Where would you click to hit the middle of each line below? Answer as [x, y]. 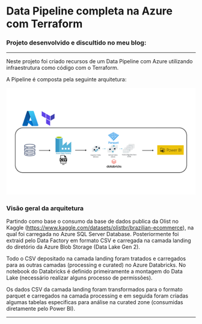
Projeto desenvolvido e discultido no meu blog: [76, 43]
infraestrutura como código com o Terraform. [63, 68]
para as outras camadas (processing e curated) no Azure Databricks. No [96, 265]
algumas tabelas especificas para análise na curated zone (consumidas [95, 302]
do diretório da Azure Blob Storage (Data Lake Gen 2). [73, 247]
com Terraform [44, 24]
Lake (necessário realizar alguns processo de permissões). [79, 278]
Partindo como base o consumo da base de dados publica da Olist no [93, 222]
